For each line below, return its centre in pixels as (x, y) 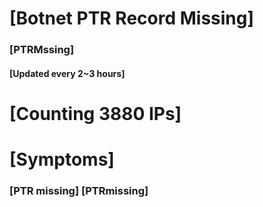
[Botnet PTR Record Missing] (132, 18)
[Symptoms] (62, 159)
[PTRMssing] (42, 50)
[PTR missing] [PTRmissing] (79, 190)
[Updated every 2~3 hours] (67, 73)
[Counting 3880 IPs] (95, 113)
